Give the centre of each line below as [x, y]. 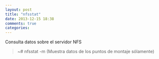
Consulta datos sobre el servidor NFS [43, 42]
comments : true [21, 23]
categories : [17, 28]
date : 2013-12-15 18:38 [30, 19]
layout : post [19, 10]
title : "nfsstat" [23, 14]
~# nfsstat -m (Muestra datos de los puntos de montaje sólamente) [86, 52]
